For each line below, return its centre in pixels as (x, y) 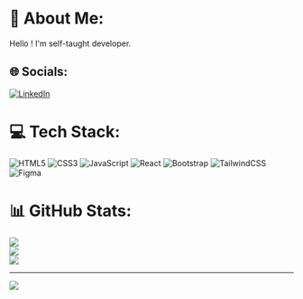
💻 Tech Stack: (65, 131)
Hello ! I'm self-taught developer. (70, 43)
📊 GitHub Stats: (71, 210)
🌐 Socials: (39, 72)
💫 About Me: (57, 19)
